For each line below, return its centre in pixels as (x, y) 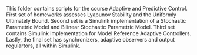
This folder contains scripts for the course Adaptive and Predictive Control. (97, 8)
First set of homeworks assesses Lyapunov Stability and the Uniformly (91, 15)
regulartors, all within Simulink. (43, 46)
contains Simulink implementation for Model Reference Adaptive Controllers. (99, 33)
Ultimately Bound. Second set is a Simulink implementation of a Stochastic (96, 21)
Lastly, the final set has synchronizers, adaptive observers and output (91, 39)
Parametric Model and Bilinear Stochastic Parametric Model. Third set (91, 27)
